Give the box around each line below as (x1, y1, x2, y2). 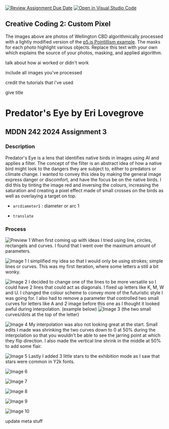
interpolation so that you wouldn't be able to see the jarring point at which (5, 332, 161, 338)
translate (12, 213, 34, 219)
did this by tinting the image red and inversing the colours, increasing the (5, 182, 159, 188)
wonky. (5, 269, 20, 275)
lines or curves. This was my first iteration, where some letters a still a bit (5, 263, 159, 269)
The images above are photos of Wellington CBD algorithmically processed (5, 33, 163, 39)
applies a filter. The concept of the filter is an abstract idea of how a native (5, 160, 162, 166)
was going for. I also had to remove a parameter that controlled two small (5, 295, 159, 301)
